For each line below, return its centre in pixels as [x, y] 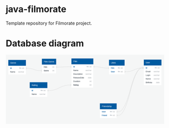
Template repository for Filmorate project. [49, 23]
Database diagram [45, 43]
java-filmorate [36, 9]
